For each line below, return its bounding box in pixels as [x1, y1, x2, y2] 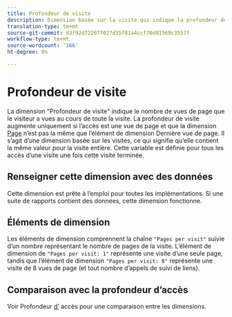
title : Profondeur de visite [7, 10, 91, 17]
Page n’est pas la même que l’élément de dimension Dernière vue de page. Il [7, 129, 225, 137]
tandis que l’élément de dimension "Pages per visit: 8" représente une [7, 256, 213, 265]
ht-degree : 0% [7, 49, 48, 56]
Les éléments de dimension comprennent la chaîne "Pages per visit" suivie [7, 235, 225, 243]
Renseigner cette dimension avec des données [7, 171, 213, 183]
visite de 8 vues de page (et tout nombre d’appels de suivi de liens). [7, 264, 200, 272]
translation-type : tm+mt [7, 23, 79, 30]
